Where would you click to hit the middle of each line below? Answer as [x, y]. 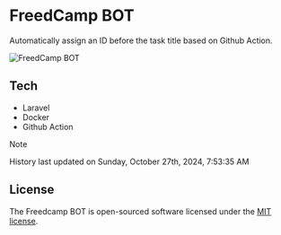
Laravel [36, 108]
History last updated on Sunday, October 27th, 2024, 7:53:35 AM [129, 161]
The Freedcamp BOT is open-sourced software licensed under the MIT [140, 211]
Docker [36, 117]
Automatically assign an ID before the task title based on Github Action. [141, 40]
